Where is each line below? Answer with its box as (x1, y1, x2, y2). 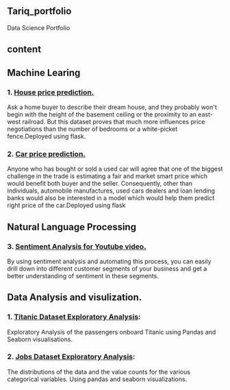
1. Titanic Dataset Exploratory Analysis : (7, 312, 141, 321)
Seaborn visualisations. (7, 335, 73, 343)
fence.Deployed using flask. (7, 132, 86, 140)
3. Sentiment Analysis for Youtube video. (7, 241, 146, 251)
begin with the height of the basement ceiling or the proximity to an (7, 110, 197, 119)
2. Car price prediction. (7, 149, 86, 158)
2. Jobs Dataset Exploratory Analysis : (7, 352, 136, 362)
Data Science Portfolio (7, 23, 71, 32)
